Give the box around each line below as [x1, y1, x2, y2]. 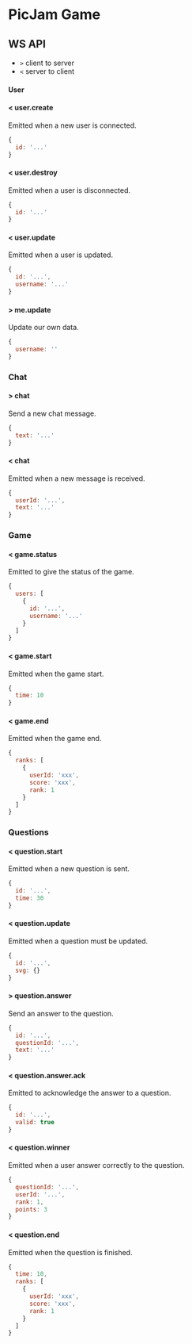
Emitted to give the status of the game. [8, 567, 134, 577]
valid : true [15, 1119, 55, 1127]
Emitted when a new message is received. [8, 474, 145, 483]
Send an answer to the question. [8, 1008, 114, 1018]
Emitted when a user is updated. [8, 250, 113, 259]
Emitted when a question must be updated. [8, 936, 149, 946]
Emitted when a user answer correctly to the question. [8, 1161, 185, 1170]
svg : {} [15, 966, 41, 974]
